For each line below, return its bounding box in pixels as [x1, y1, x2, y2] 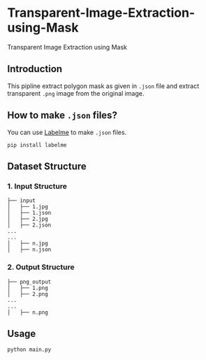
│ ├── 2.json [7, 222, 52, 229]
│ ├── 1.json [7, 210, 52, 217]
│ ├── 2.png [7, 290, 49, 298]
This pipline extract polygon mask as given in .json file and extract [7, 82, 200, 90]
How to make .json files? [7, 110, 117, 122]
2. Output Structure [7, 262, 75, 272]
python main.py [7, 346, 52, 354]
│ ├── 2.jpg [7, 215, 49, 223]
